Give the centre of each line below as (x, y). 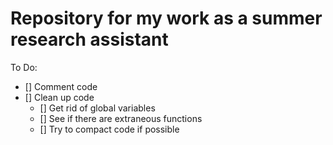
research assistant (89, 39)
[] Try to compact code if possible (109, 129)
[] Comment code (61, 86)
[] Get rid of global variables (97, 108)
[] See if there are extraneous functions (121, 118)
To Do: (24, 67)
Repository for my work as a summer (166, 18)
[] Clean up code (59, 97)
